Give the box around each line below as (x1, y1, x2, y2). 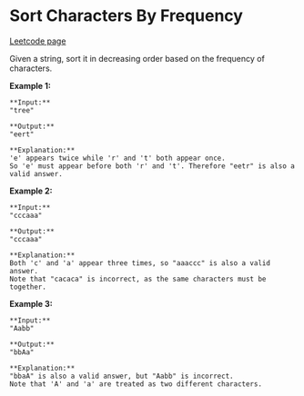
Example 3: (9, 298, 53, 309)
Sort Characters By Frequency (9, 5, 244, 26)
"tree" (9, 105, 35, 114)
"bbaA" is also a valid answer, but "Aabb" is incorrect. (9, 371, 234, 381)
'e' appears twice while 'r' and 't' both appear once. (9, 153, 226, 163)
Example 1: (9, 80, 52, 91)
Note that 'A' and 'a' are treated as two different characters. (9, 379, 262, 389)
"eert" (9, 129, 35, 139)
